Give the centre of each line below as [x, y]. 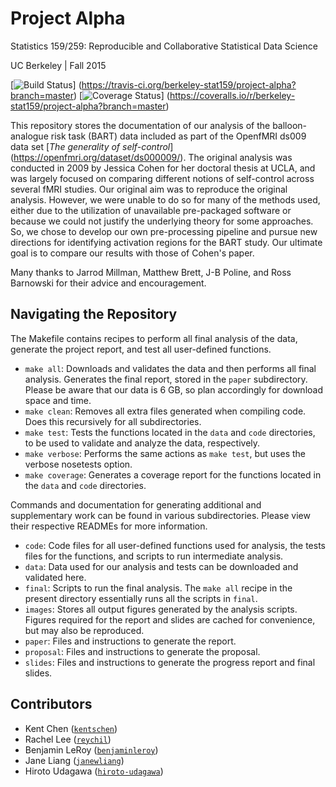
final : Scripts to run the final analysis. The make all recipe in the [158, 588]
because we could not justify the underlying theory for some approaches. [162, 221]
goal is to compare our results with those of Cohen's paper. [132, 253]
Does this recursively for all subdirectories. [113, 421]
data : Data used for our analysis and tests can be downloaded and [161, 566]
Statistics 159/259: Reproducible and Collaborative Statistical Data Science [164, 46]
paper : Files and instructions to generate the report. [130, 641]
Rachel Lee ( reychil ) [68, 739]
